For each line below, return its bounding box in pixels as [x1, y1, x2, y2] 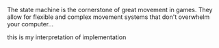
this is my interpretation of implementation [7, 33, 127, 41]
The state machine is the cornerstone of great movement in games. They [7, 6, 213, 14]
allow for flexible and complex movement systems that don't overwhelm [7, 13, 210, 21]
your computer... [7, 20, 54, 28]
